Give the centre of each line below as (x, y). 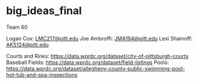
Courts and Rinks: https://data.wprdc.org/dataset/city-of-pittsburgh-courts (98, 56)
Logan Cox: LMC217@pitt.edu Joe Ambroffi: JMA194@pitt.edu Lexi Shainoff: (99, 38)
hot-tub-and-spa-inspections (42, 75)
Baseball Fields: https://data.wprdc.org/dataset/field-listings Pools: (88, 62)
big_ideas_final (44, 11)
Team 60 (17, 27)
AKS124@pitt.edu (27, 45)
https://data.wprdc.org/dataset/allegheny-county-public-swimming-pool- (95, 68)
